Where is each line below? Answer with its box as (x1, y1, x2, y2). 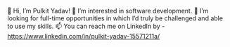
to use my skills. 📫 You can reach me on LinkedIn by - (7, 22, 165, 30)
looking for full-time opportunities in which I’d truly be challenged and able (7, 14, 224, 22)
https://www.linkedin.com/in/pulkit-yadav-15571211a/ (7, 32, 160, 40)
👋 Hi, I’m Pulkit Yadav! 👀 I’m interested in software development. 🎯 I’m (7, 7, 209, 15)
